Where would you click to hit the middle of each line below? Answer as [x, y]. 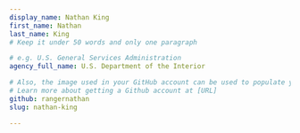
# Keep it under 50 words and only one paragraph [104, 42]
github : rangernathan [50, 98]
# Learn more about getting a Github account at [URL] [113, 90]
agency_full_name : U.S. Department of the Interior [107, 66]
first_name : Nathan [46, 26]
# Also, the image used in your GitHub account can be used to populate [147, 82]
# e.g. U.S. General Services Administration [95, 59]
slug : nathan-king [43, 107]
